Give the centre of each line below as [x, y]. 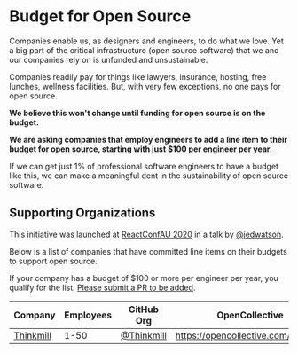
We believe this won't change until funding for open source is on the [137, 113]
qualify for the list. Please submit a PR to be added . [102, 287]
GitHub [144, 310]
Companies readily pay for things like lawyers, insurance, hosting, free [138, 76]
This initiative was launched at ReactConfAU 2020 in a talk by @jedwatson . [146, 234]
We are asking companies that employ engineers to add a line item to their [149, 139]
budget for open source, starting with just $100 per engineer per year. [141, 149]
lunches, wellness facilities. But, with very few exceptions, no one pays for [145, 86]
